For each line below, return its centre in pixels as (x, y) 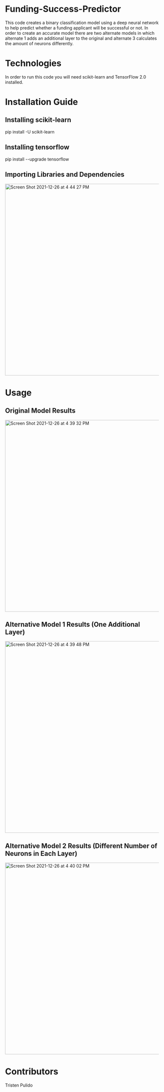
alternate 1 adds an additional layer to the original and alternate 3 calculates (81, 38)
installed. (14, 82)
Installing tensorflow (37, 147)
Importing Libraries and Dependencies (65, 174)
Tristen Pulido (19, 1085)
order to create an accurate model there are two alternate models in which (80, 33)
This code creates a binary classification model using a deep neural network (82, 23)
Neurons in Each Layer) (41, 853)
